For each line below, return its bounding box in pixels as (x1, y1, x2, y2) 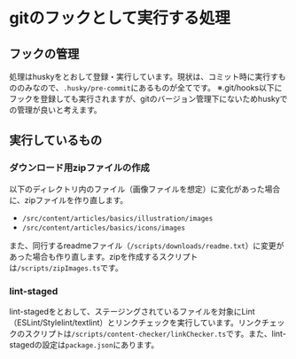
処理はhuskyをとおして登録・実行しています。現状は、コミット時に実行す (9, 72, 279, 82)
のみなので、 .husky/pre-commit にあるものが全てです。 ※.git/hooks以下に (16, 82, 283, 93)
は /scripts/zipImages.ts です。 (9, 262, 123, 273)
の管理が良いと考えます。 (9, 105, 102, 115)
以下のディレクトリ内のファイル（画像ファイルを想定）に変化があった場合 (9, 183, 281, 194)
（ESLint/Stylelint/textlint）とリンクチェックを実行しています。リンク (9, 316, 262, 328)
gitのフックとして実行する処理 (9, 8, 230, 28)
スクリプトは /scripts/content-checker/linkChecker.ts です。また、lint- (24, 328, 286, 339)
